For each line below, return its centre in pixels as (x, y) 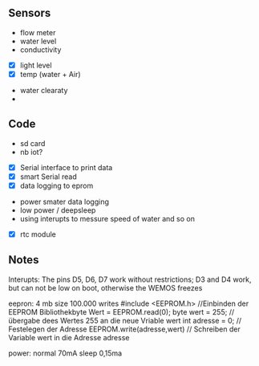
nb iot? (31, 152)
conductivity (40, 49)
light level (36, 65)
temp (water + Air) (51, 74)
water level (38, 41)
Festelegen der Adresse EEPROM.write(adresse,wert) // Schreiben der (124, 329)
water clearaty (44, 90)
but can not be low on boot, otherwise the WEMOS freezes (105, 287)
